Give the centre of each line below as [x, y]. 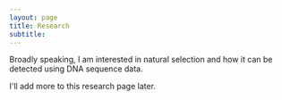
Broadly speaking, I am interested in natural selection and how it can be [141, 60]
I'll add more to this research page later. [83, 87]
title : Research [39, 26]
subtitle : [28, 34]
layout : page [34, 17]
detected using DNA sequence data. [76, 69]
